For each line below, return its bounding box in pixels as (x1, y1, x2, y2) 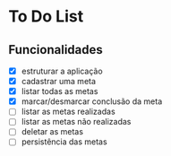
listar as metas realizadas (21, 106, 115, 117)
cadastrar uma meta (21, 76, 96, 87)
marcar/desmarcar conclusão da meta (21, 96, 163, 107)
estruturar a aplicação (21, 65, 104, 76)
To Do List (8, 6, 84, 27)
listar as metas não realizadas (21, 117, 132, 127)
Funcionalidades (8, 42, 104, 57)
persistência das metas (21, 136, 108, 147)
